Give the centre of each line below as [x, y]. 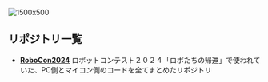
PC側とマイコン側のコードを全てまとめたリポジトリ [126, 70]
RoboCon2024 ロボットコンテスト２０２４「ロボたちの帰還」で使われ [136, 60]
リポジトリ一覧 [45, 39]
